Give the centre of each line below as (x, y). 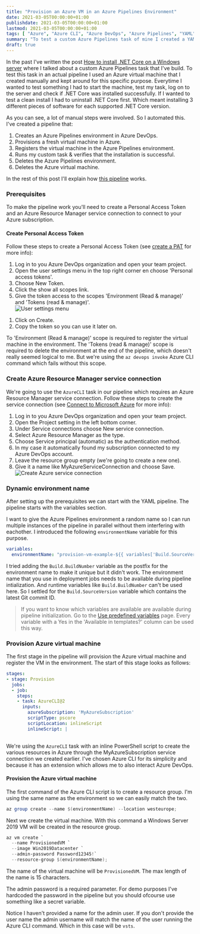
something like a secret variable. (46, 901)
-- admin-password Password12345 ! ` (54, 854)
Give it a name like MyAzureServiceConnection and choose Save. (95, 466)
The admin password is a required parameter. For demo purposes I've (92, 889)
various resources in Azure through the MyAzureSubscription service (91, 752)
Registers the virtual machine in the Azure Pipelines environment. (95, 148)
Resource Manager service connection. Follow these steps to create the (94, 398)
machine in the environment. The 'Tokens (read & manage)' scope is (90, 344)
